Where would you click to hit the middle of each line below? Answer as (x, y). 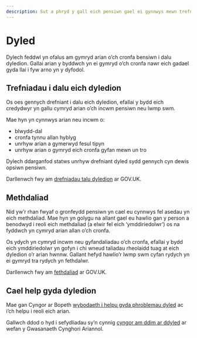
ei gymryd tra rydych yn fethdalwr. (48, 261)
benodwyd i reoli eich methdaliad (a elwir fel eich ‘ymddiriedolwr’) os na (93, 224)
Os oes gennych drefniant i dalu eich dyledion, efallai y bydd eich (85, 102)
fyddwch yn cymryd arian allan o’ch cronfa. (58, 231)
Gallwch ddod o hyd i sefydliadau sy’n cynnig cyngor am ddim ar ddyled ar (96, 322)
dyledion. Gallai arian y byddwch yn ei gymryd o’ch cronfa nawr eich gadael (98, 63)
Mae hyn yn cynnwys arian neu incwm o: (55, 120)
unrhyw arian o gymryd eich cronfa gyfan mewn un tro (80, 150)
